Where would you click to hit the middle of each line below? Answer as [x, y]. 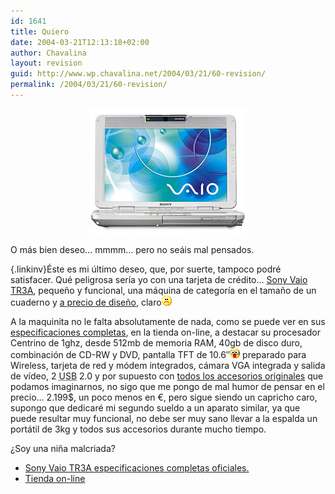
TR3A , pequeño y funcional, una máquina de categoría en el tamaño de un [163, 290]
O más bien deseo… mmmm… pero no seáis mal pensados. [132, 249]
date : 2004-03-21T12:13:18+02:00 [80, 42]
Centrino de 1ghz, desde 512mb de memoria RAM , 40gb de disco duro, [156, 342]
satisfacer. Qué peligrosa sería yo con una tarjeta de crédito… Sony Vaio [159, 279]
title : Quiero [40, 31]
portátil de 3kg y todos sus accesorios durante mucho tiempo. [138, 429]
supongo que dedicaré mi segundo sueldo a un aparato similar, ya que [155, 407]
